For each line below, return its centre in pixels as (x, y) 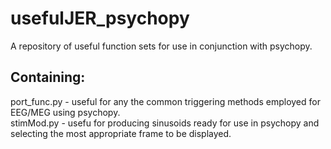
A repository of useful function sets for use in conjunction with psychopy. (161, 46)
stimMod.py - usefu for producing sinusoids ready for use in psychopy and (165, 123)
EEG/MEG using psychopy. (65, 112)
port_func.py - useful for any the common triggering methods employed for (165, 101)
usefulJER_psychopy (100, 18)
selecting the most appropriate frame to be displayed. (121, 133)
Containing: (48, 77)
